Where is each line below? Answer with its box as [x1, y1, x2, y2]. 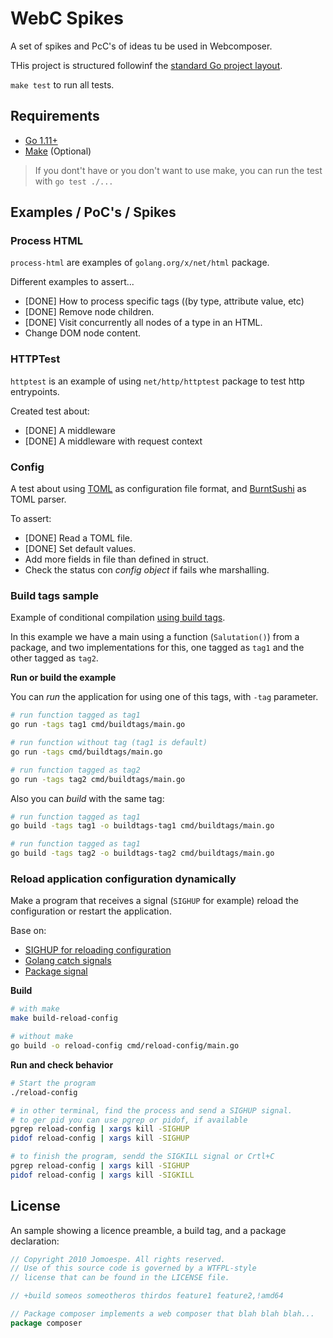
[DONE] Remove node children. [24, 306, 155, 318]
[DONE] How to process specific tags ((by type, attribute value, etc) [24, 295, 305, 307]
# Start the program [10, 1078, 97, 1088]
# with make [10, 1004, 60, 1014]
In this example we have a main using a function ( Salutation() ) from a [10, 631, 300, 643]
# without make [10, 1032, 74, 1042]
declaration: [10, 1235, 60, 1247]
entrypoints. [10, 385, 60, 397]
